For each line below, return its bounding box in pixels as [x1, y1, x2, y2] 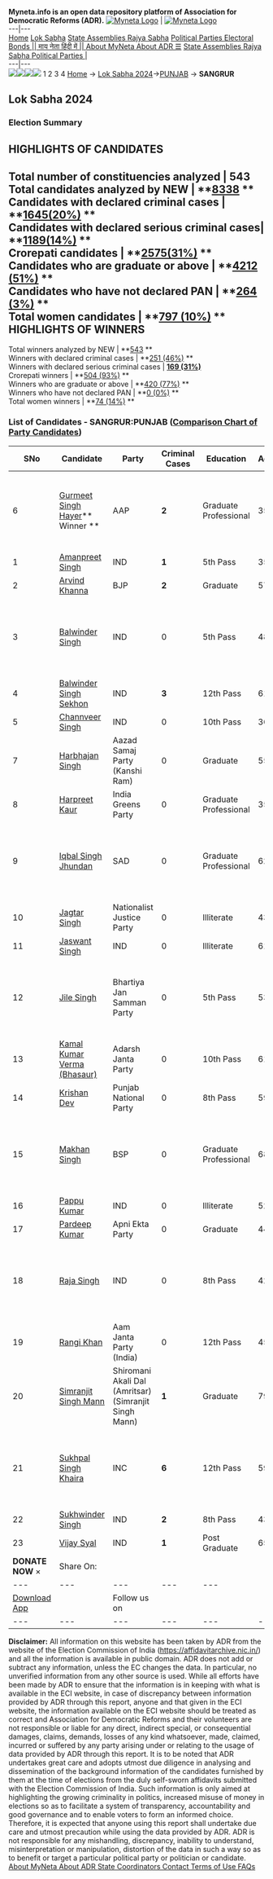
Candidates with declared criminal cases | [8, 196, 226, 209]
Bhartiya [112, 976, 145, 988]
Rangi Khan [58, 1336, 103, 1348]
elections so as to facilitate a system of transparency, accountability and [8, 1801, 250, 1811]
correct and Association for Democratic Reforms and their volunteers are [8, 1714, 253, 1724]
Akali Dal [112, 1375, 146, 1386]
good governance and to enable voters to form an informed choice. [8, 1809, 234, 1820]
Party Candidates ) [8, 427, 83, 438]
